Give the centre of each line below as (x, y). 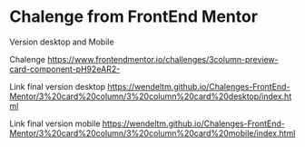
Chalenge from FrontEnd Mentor (134, 17)
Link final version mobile (55, 123)
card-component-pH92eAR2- (65, 69)
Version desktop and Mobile (62, 42)
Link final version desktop (58, 86)
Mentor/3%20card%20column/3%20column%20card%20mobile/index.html (152, 132)
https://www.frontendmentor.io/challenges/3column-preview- (162, 59)
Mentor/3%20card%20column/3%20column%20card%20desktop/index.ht (151, 96)
